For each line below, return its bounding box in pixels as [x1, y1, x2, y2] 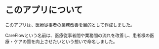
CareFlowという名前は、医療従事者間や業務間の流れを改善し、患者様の [5, 32, 150, 38]
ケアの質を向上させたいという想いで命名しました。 [13, 38, 118, 45]
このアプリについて [5, 4, 83, 16]
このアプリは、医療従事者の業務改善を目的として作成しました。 [5, 22, 135, 28]
